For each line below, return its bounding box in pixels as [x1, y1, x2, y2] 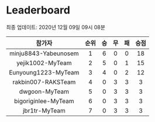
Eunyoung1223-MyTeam [9, 68, 80, 76]
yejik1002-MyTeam [16, 59, 72, 67]
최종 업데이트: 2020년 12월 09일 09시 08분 [6, 23, 105, 30]
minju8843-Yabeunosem [9, 49, 79, 57]
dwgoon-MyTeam [19, 87, 69, 96]
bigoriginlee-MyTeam [13, 97, 74, 105]
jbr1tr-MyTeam [22, 106, 66, 114]
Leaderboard [6, 4, 70, 17]
